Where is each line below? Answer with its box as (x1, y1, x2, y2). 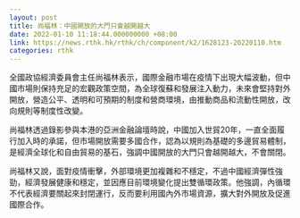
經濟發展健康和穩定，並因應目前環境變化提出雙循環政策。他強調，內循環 (24, 177, 291, 188)
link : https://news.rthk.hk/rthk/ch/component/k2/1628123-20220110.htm (9, 38, 281, 47)
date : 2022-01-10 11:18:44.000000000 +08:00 (9, 29, 178, 38)
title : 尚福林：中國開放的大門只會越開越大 (9, 21, 151, 30)
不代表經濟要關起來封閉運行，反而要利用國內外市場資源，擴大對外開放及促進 (9, 189, 291, 199)
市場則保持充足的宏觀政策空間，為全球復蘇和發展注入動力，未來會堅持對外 (16, 83, 291, 94)
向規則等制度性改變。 (9, 105, 87, 116)
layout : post (9, 13, 58, 22)
